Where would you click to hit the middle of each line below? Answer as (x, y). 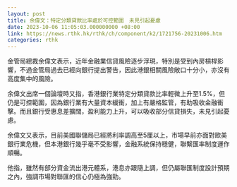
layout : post (26, 14)
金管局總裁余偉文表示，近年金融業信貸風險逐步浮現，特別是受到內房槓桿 (112, 61)
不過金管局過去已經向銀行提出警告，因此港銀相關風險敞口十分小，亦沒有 (124, 70)
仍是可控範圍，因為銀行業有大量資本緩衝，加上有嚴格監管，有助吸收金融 (112, 102)
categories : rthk (33, 40)
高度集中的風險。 (32, 79)
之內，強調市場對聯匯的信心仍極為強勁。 (66, 176)
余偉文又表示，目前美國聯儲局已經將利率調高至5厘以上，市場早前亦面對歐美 (117, 135)
